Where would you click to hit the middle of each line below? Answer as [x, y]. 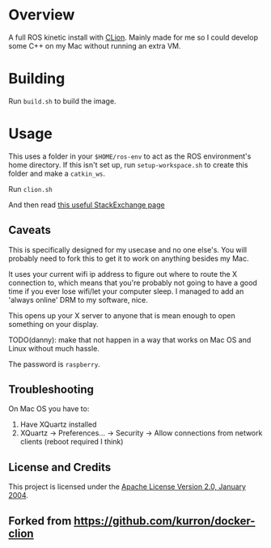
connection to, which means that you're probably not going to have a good [133, 282]
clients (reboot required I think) [72, 442]
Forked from [40, 521]
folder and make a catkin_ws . [57, 173]
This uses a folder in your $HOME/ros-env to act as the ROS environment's [130, 156]
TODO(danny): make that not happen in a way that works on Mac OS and [130, 340]
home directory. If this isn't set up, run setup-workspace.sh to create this [128, 164]
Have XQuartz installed [58, 425]
